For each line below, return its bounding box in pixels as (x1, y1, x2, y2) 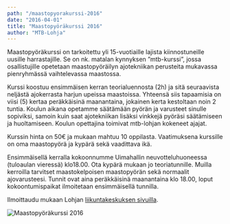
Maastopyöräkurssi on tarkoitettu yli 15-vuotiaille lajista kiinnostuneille (7, 48, 205, 56)
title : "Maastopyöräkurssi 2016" (7, 23, 103, 29)
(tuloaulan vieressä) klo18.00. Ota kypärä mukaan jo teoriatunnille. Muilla (7, 160, 212, 169)
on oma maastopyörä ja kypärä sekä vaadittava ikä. (7, 140, 152, 148)
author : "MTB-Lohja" (7, 29, 67, 36)
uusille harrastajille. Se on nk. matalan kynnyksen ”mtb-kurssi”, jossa (7, 55, 201, 64)
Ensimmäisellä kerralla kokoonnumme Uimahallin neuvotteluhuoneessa (7, 153, 207, 162)
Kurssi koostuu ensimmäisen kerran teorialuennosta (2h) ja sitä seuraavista (7, 83, 220, 91)
